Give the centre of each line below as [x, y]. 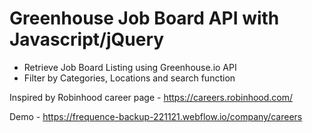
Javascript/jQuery [87, 39]
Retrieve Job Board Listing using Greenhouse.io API [130, 67]
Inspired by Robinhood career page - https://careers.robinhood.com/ [151, 97]
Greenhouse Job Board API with [144, 18]
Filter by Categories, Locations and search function [129, 78]
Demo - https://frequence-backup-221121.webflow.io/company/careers [156, 116]
